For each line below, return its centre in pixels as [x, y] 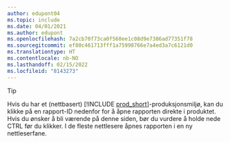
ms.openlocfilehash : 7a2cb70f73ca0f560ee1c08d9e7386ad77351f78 [100, 39]
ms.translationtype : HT [41, 52]
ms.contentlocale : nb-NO [43, 58]
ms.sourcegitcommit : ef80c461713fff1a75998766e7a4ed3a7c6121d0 [100, 45]
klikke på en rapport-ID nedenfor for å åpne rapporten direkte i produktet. [112, 111]
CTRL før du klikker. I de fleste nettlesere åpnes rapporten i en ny [100, 126]
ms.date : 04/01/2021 [37, 26]
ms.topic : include [33, 20]
